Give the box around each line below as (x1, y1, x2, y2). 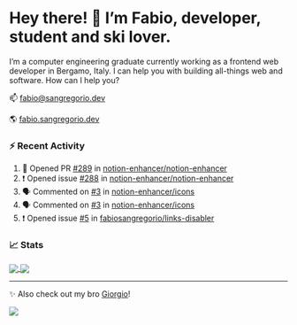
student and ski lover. (9, 27, 171, 47)
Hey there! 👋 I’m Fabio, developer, (9, 8, 262, 28)
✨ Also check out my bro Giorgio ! (9, 288, 131, 299)
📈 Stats (9, 239, 44, 251)
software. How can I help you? (9, 74, 120, 85)
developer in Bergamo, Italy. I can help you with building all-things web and (9, 66, 283, 76)
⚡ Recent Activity (9, 139, 86, 151)
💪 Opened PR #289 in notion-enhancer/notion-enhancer (21, 163, 228, 174)
